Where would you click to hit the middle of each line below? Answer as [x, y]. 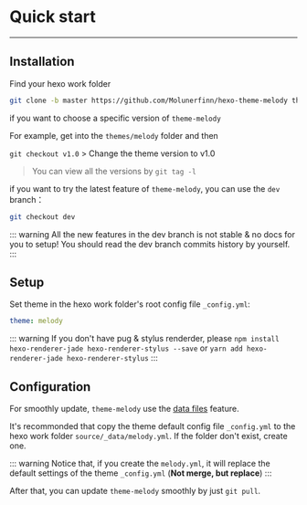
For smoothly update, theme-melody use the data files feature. [124, 409]
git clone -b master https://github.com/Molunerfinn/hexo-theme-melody [148, 100]
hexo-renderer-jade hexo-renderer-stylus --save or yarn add [127, 348]
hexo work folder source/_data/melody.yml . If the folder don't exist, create [148, 436]
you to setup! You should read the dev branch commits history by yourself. [150, 244]
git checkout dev [42, 216]
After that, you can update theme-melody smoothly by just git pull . [135, 491]
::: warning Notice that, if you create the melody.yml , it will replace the [140, 463]
